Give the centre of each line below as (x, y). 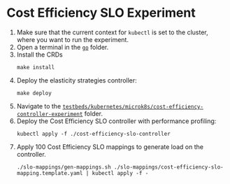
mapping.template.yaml (50, 173)
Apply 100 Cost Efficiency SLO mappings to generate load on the (110, 147)
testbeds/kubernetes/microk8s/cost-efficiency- (133, 106)
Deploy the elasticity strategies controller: (77, 80)
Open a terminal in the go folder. (63, 47)
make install (36, 67)
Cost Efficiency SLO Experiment (101, 13)
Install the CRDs (40, 55)
